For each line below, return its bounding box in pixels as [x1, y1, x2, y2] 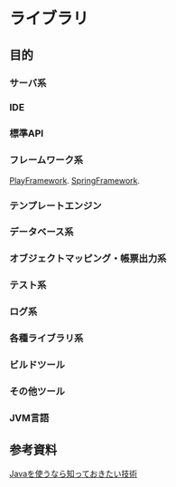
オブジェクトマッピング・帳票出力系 [9, 253, 167, 265]
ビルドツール [9, 358, 66, 371]
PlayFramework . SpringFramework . [9, 175, 141, 186]
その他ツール [9, 386, 66, 398]
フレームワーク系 [9, 154, 84, 167]
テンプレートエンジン [9, 199, 102, 212]
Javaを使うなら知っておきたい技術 [9, 468, 138, 479]
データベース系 [9, 225, 74, 238]
